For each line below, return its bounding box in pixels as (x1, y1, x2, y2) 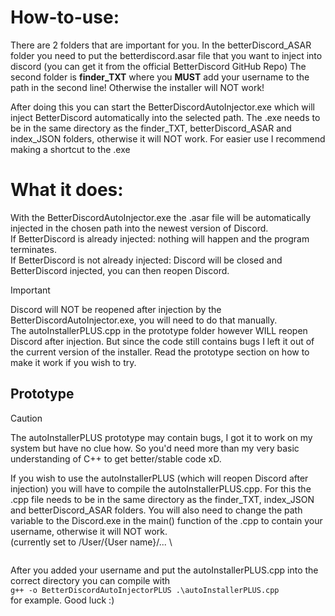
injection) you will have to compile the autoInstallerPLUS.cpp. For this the (10, 482, 312, 495)
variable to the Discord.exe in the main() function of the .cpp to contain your (10, 514, 323, 526)
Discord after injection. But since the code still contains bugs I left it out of (10, 335, 315, 347)
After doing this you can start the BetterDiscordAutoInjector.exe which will (10, 101, 315, 113)
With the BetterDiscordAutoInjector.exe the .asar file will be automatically (10, 211, 312, 223)
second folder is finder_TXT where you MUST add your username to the (10, 71, 310, 83)
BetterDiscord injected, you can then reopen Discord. (10, 264, 230, 276)
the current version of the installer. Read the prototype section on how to (10, 346, 310, 358)
